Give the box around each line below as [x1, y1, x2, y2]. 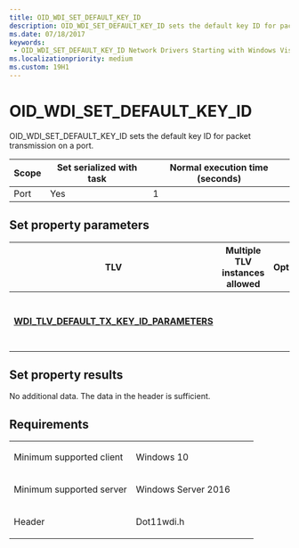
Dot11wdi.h [135, 516, 185, 528]
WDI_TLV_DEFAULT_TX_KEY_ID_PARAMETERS [13, 315, 214, 327]
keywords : [9, 37, 46, 47]
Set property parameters [9, 217, 149, 233]
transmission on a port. [9, 140, 94, 151]
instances [222, 266, 265, 279]
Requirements [9, 416, 89, 432]
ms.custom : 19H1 [9, 63, 69, 72]
